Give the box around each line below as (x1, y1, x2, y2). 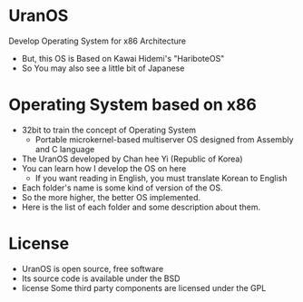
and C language (34, 143, 95, 154)
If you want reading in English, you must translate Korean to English (34, 172, 288, 183)
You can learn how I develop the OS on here (21, 162, 187, 173)
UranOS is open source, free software (21, 263, 164, 274)
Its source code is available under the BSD (21, 273, 181, 284)
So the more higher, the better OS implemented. (21, 191, 201, 202)
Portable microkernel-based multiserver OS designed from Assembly (34, 133, 294, 145)
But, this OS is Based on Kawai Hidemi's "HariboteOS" (21, 53, 225, 63)
